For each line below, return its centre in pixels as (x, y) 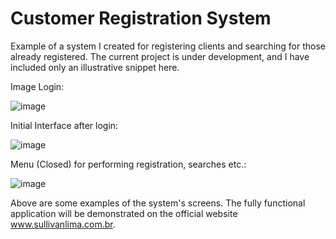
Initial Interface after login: (64, 125)
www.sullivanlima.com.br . (63, 224)
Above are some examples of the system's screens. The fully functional (158, 203)
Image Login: (37, 86)
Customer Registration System (141, 18)
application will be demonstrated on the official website (124, 213)
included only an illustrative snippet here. (95, 67)
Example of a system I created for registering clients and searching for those (168, 46)
